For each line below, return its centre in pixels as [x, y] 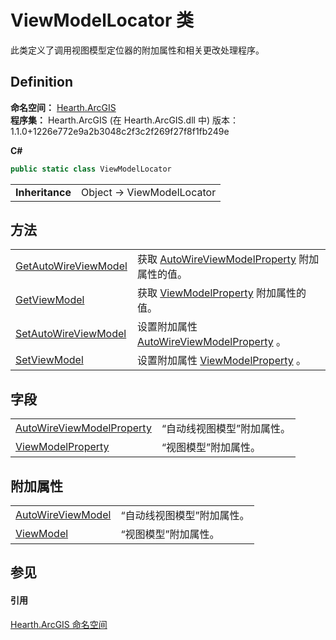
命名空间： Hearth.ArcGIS [63, 107]
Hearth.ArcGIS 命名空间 [59, 624]
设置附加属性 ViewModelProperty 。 [221, 361]
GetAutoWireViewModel [71, 266]
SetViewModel [49, 360]
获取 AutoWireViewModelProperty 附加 [228, 259]
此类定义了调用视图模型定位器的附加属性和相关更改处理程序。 [137, 50]
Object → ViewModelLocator [149, 192]
